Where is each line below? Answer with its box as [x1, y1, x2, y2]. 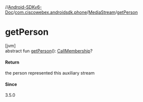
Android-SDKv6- [8, 4, 42, 10]
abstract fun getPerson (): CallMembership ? [5, 48, 93, 53]
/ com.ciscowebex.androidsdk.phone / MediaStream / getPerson [13, 9, 138, 15]
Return [5, 59, 20, 65]
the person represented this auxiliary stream [5, 70, 95, 76]
